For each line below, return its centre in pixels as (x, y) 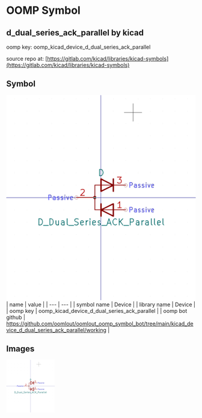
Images (20, 349)
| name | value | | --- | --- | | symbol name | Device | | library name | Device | (101, 304)
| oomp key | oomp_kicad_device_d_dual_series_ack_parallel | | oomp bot (97, 310)
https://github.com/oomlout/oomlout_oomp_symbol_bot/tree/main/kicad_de (100, 323)
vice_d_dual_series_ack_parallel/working (57, 330)
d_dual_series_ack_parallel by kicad (75, 33)
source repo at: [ (27, 59)
